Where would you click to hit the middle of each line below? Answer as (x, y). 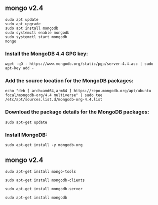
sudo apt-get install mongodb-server (44, 189)
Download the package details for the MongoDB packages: (77, 112)
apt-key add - (20, 68)
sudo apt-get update (26, 122)
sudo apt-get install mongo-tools (41, 171)
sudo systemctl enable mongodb (37, 32)
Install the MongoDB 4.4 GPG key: (47, 53)
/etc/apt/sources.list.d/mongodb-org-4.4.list (54, 100)
